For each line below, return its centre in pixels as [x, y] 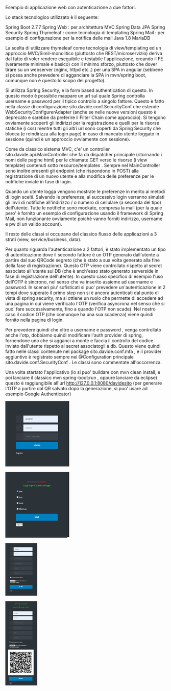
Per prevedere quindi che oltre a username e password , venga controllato [83, 330]
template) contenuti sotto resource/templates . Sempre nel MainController [83, 165]
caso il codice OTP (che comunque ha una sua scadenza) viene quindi [79, 314]
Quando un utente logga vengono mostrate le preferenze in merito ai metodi [85, 192]
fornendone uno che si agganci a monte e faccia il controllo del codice [79, 341]
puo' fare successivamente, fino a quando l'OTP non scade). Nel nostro [80, 309]
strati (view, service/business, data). [43, 239]
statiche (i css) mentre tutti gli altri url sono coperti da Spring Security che [83, 128]
